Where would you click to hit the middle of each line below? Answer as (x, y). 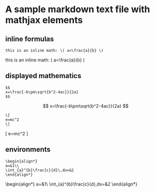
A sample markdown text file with (78, 9)
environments (28, 150)
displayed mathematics (43, 76)
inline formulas (30, 39)
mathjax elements (44, 20)
